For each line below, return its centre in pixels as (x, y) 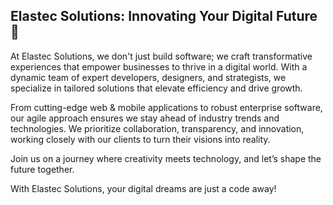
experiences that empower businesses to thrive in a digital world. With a (159, 66)
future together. (42, 169)
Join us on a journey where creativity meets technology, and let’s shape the (166, 158)
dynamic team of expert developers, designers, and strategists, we (148, 77)
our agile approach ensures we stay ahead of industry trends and (145, 118)
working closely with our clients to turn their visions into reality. (140, 139)
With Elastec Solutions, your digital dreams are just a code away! (143, 188)
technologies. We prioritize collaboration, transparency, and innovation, (157, 128)
